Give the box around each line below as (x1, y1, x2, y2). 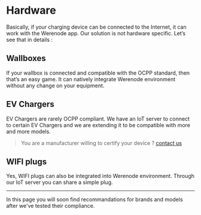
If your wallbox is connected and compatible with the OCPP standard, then (6, 69, 190, 76)
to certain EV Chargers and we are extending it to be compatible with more (6, 121, 190, 128)
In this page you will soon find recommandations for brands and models (6, 196, 184, 203)
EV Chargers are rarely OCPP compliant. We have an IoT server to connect (6, 115, 190, 122)
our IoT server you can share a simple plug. (6, 179, 113, 186)
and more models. (6, 128, 51, 135)
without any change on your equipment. (6, 82, 105, 89)
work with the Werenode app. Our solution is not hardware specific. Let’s (6, 29, 186, 36)
